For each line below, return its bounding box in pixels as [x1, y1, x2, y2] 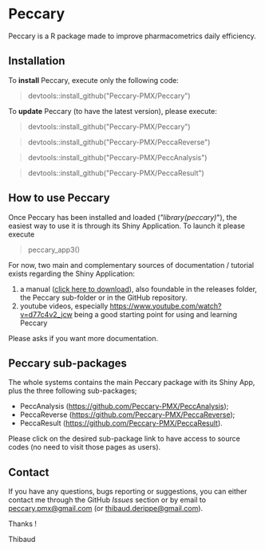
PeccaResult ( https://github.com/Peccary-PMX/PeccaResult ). [19, 418, 223, 428]
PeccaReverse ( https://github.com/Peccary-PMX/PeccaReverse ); [19, 410, 235, 419]
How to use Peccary [8, 191, 110, 205]
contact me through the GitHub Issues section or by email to [8, 495, 206, 505]
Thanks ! [8, 519, 38, 528]
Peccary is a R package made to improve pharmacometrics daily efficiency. [8, 31, 257, 41]
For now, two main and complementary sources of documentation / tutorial [8, 260, 254, 269]
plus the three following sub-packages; [8, 386, 137, 395]
